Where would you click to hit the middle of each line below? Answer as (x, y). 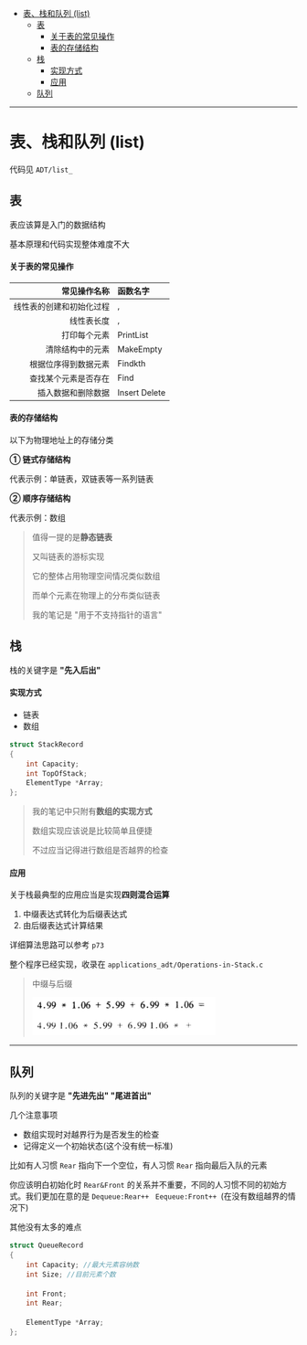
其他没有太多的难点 (46, 1227)
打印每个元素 (85, 335)
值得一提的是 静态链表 (72, 536)
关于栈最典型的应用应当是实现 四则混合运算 (90, 895)
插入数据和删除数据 (74, 393)
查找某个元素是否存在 (69, 378)
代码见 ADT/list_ (41, 169)
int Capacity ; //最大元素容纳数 (83, 1265)
